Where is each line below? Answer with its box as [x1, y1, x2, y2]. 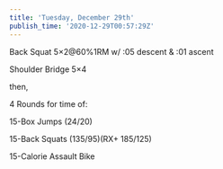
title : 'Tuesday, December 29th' [9, 13, 135, 22]
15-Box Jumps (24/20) [9, 116, 93, 127]
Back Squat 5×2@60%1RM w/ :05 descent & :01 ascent [9, 46, 214, 57]
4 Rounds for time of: [9, 98, 88, 109]
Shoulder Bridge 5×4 [9, 64, 87, 75]
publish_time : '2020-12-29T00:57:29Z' [9, 22, 155, 31]
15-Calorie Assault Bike [9, 150, 95, 162]
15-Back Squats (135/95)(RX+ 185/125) [9, 133, 153, 144]
